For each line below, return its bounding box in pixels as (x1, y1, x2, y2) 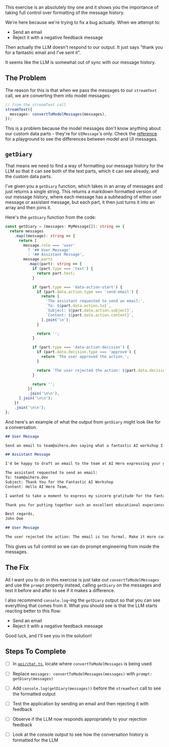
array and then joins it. (5, 205, 52, 211)
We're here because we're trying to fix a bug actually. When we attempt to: (5, 20, 160, 25)
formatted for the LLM (12, 737, 59, 743)
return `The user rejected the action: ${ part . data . (37, 368, 150, 373)
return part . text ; (37, 271, 75, 276)
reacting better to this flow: (5, 608, 61, 614)
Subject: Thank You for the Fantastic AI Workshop (5, 479, 114, 484)
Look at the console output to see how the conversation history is (12, 731, 148, 737)
